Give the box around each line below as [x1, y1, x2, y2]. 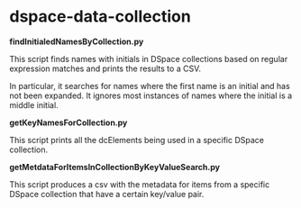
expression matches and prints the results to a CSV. [9, 63, 201, 74]
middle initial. [9, 99, 59, 110]
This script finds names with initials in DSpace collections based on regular [9, 53, 288, 64]
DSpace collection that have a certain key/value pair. [9, 188, 205, 199]
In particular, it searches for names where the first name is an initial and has [9, 80, 290, 91]
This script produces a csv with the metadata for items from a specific [9, 178, 270, 190]
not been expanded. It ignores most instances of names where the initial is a [9, 90, 293, 101]
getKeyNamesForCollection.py [9, 117, 128, 128]
